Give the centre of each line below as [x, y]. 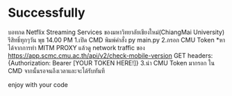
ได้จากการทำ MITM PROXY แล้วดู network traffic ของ [76, 47]
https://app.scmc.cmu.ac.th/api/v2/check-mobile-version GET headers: [110, 55]
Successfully [47, 13]
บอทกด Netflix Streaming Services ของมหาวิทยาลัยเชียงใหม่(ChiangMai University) [116, 32]
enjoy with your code [38, 84]
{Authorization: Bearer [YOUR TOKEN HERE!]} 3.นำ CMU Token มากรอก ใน [111, 63]
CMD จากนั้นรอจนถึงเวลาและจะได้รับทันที [56, 70]
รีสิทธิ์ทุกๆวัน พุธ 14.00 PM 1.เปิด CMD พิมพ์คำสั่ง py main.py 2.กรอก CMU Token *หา [116, 40]
